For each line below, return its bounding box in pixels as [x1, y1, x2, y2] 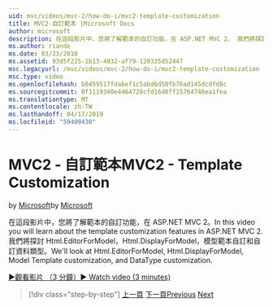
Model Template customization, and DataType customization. [8, 255, 213, 265]
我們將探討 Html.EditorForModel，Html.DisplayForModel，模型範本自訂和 [8, 235, 254, 245]
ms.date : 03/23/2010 [8, 50, 79, 58]
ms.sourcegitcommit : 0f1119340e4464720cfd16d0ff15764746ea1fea [8, 87, 227, 96]
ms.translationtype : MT [8, 95, 89, 103]
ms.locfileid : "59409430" [8, 118, 96, 126]
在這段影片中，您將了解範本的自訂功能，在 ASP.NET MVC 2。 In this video [8, 217, 256, 226]
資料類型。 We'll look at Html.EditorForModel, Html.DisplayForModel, [15, 246, 244, 256]
